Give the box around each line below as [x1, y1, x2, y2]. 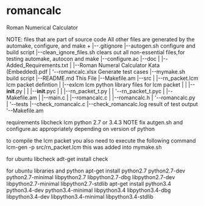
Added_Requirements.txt [6, 62, 69, 69]
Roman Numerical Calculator [6, 24, 79, 31]
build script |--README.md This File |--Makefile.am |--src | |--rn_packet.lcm [6, 74, 199, 82]
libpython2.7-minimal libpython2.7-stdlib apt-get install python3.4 [6, 180, 172, 187]
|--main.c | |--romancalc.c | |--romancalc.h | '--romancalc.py [41, 94, 196, 101]
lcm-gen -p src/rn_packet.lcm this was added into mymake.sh [6, 143, 163, 151]
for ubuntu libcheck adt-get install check [6, 155, 108, 162]
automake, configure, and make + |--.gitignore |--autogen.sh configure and [6, 42, 196, 49]
